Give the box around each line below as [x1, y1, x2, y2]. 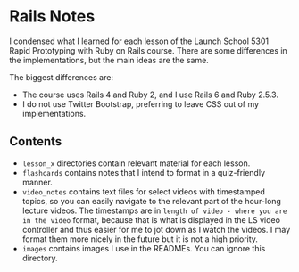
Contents [9, 134, 62, 149]
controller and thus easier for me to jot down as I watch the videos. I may [21, 224, 291, 235]
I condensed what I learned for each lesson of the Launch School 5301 [9, 36, 270, 46]
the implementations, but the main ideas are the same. [9, 54, 210, 65]
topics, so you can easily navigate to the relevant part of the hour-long [21, 195, 281, 206]
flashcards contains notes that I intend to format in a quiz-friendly [21, 167, 266, 177]
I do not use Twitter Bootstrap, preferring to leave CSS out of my [21, 98, 260, 109]
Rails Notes [9, 6, 96, 27]
